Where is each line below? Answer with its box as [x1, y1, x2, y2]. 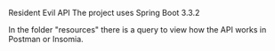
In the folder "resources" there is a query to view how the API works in [8, 25, 267, 34]
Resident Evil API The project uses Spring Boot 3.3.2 [8, 8, 200, 18]
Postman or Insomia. [8, 34, 84, 44]
